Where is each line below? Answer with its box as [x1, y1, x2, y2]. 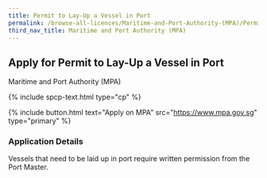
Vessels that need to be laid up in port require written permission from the [8, 154, 250, 164]
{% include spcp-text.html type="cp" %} [8, 92, 141, 102]
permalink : [8, 19, 44, 27]
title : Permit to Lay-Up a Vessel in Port [8, 11, 151, 20]
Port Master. [8, 162, 49, 172]
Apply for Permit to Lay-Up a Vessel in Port [8, 56, 224, 69]
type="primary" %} [8, 116, 72, 126]
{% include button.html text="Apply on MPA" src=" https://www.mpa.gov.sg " [8, 108, 257, 118]
